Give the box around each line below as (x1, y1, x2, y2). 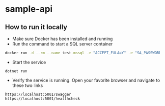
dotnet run (5, 68, 27, 74)
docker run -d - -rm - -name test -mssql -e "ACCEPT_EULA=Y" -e (5, 50, 133, 55)
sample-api (5, 3, 53, 15)
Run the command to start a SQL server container (12, 41, 113, 47)
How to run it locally (5, 23, 68, 31)
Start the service (12, 59, 46, 65)
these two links (12, 82, 43, 88)
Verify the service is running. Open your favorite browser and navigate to (12, 77, 160, 83)
